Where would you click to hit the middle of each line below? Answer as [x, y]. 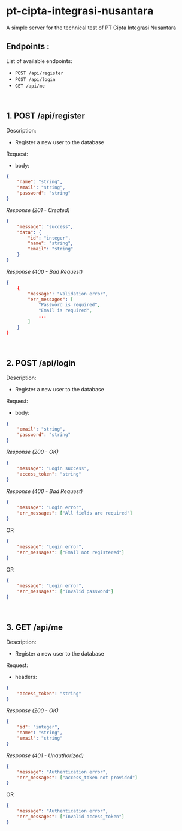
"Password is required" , [69, 305]
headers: [26, 677]
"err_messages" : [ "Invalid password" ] [65, 592]
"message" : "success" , [45, 226]
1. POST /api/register [46, 116]
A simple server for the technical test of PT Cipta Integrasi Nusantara [91, 28]
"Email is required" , [65, 310]
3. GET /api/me [35, 628]
